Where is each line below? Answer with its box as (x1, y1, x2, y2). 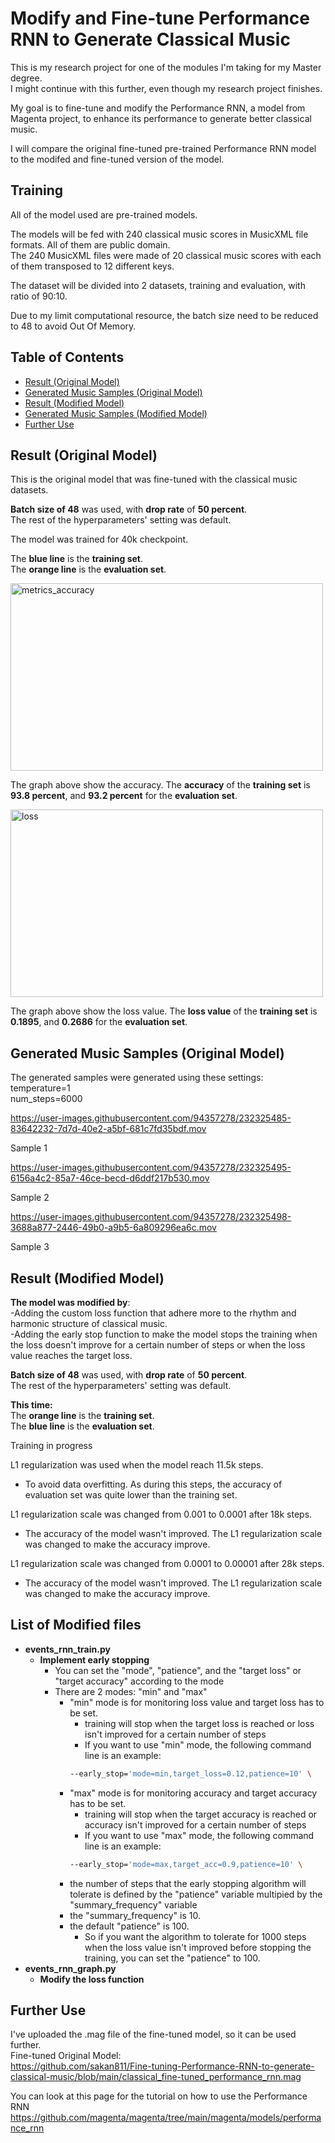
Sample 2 (10, 1192, 50, 1204)
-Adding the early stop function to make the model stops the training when (10, 1328, 318, 1340)
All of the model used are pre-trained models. (10, 208, 198, 221)
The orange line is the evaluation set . (10, 563, 167, 576)
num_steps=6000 (10, 1093, 83, 1105)
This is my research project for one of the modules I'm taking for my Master (10, 61, 322, 73)
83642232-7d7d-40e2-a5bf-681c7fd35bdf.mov (10, 1123, 207, 1135)
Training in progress (10, 1440, 93, 1451)
